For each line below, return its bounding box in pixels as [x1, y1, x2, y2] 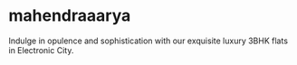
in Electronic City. [8, 44, 74, 55]
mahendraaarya [8, 5, 131, 26]
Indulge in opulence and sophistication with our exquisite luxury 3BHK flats [8, 35, 289, 46]
